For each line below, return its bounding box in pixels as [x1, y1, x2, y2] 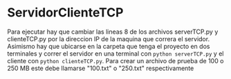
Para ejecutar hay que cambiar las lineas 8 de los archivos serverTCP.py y [7, 27, 219, 36]
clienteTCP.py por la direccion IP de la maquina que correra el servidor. [7, 34, 210, 43]
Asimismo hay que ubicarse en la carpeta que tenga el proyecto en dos [7, 42, 210, 50]
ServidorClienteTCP [7, 5, 124, 21]
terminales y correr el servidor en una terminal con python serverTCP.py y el [7, 49, 224, 58]
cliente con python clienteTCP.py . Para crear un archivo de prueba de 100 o [7, 56, 224, 65]
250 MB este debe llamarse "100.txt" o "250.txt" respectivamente [7, 64, 194, 72]
